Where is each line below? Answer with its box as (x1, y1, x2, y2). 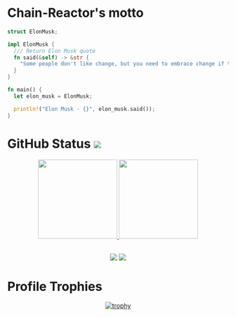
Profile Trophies (7, 278, 103, 295)
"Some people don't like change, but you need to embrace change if (20, 60, 225, 67)
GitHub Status (7, 136, 91, 152)
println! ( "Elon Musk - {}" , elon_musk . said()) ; (13, 105, 156, 112)
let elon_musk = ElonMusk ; (13, 93, 93, 100)
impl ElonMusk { (7, 41, 55, 48)
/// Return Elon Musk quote (13, 47, 96, 54)
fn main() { (7, 86, 42, 93)
